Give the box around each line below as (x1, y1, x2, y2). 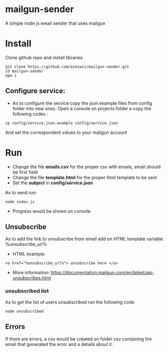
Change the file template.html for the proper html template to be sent (12, 174, 157, 180)
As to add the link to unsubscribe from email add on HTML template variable (5, 236, 163, 242)
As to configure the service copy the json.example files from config (12, 100, 152, 106)
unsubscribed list (5, 288, 49, 295)
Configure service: (5, 87, 65, 95)
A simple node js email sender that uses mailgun (5, 20, 106, 26)
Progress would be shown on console (12, 208, 91, 214)
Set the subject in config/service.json (12, 180, 93, 186)
